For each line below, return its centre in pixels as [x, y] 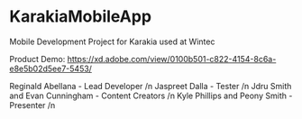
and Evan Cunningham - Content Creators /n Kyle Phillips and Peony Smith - [151, 96]
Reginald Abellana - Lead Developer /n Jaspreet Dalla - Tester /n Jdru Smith [151, 86]
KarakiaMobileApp [80, 17]
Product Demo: [37, 59]
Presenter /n [32, 105]
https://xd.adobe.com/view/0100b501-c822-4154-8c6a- [172, 59]
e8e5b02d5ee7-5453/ [51, 69]
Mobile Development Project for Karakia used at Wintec [112, 41]
